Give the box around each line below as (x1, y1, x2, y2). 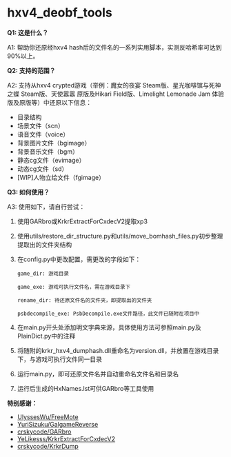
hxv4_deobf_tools (7, 5, 112, 21)
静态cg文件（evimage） (17, 156, 86, 164)
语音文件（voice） (17, 130, 70, 139)
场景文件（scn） (17, 121, 64, 130)
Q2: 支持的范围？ (7, 66, 56, 74)
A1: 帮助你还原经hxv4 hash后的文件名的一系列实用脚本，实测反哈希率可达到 (7, 43, 222, 51)
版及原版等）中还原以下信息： (7, 98, 92, 106)
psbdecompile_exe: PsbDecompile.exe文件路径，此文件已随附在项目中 (17, 310, 200, 317)
